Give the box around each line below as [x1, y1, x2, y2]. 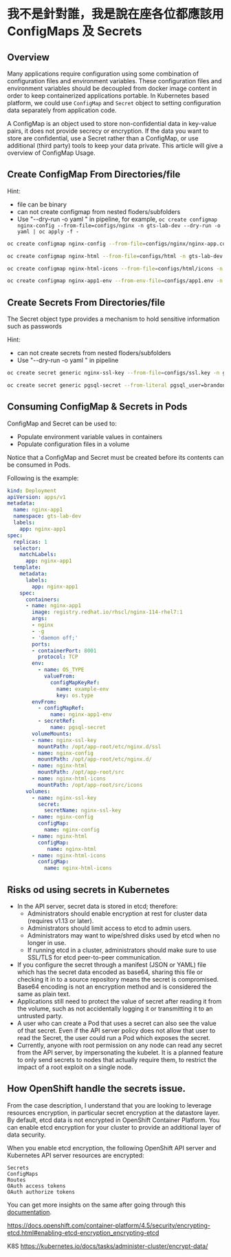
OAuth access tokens [7, 1182, 67, 1190]
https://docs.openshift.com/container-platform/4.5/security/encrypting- [7, 1221, 211, 1229]
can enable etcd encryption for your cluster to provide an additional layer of [7, 1123, 221, 1131]
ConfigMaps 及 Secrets [7, 23, 142, 39]
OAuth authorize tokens [7, 1188, 76, 1195]
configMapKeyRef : [50, 679, 100, 686]
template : [13, 564, 41, 571]
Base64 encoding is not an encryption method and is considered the [16, 982, 212, 991]
